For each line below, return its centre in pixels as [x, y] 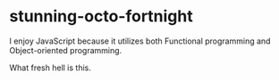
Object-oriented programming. [66, 50]
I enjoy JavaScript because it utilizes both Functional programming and [140, 41]
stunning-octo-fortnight [101, 16]
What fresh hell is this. [50, 68]
